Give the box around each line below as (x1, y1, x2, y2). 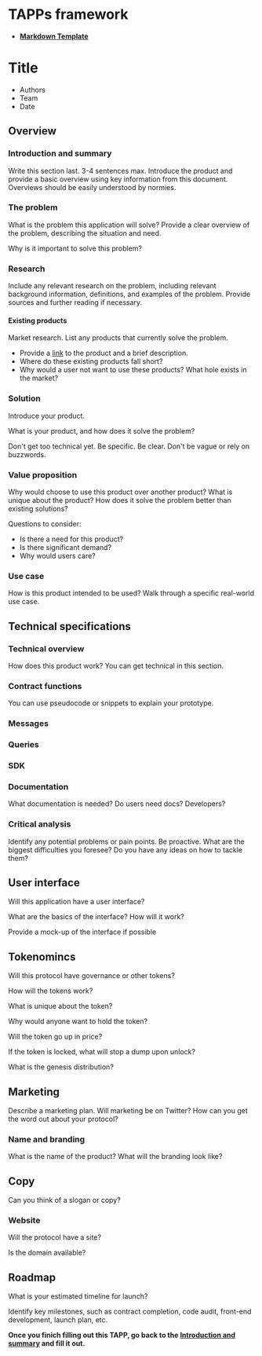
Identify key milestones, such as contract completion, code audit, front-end (8, 1307, 252, 1317)
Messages (8, 718, 49, 729)
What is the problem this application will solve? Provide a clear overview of (8, 220, 250, 229)
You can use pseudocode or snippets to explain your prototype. (8, 698, 214, 708)
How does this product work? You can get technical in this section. (8, 661, 224, 670)
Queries (8, 739, 39, 750)
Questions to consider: (8, 519, 82, 528)
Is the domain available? (8, 1248, 86, 1258)
